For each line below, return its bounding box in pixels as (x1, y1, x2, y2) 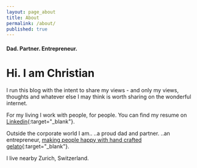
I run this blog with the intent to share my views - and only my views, (6, 86, 179, 93)
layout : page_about (6, 9, 56, 15)
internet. (6, 99, 27, 107)
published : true (6, 26, 48, 32)
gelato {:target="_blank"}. (6, 142, 70, 150)
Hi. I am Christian (6, 67, 95, 80)
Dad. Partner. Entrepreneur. (6, 45, 78, 52)
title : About (6, 15, 40, 21)
